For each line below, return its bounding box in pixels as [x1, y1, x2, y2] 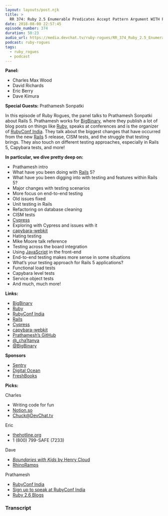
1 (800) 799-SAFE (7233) [12, 437, 64, 443]
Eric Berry [12, 88, 33, 94]
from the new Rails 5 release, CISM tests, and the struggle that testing [5, 134, 149, 140]
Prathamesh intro [12, 164, 48, 170]
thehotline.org [12, 432, 41, 438]
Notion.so [12, 407, 33, 413]
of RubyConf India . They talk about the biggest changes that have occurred [5, 129, 161, 135]
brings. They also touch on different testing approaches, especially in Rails [5, 139, 159, 145]
